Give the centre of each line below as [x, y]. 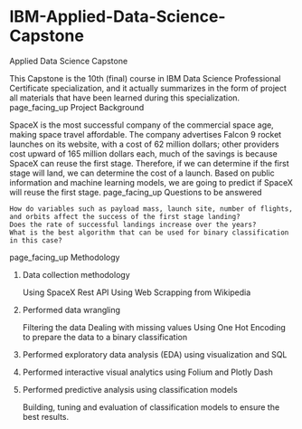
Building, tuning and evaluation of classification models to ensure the [151, 407]
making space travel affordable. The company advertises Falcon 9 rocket [146, 134]
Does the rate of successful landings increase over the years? [133, 224]
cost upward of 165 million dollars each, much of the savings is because [143, 153]
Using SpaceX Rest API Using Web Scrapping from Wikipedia [137, 292]
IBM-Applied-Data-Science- [118, 17]
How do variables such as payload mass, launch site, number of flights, [151, 209]
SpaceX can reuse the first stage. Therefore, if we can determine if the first [149, 163]
